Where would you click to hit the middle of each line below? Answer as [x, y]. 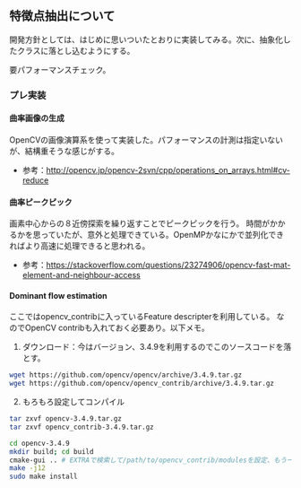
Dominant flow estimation [58, 295]
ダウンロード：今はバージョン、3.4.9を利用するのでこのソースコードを [153, 347]
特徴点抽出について [62, 16]
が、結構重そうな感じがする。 [64, 151]
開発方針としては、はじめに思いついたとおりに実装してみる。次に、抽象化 [146, 39]
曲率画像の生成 [37, 118]
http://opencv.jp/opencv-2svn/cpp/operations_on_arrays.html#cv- [168, 170]
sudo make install [43, 477]
